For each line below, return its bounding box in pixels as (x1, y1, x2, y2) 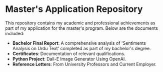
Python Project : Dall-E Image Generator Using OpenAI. (12, 56, 126, 62)
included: (5, 30, 24, 36)
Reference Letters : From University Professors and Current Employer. (12, 61, 156, 67)
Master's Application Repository (5, 3, 143, 15)
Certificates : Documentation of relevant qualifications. (12, 51, 125, 57)
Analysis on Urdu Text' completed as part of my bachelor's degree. (12, 45, 151, 51)
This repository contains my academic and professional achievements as (5, 20, 155, 26)
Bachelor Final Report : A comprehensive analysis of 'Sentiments (12, 40, 146, 46)
